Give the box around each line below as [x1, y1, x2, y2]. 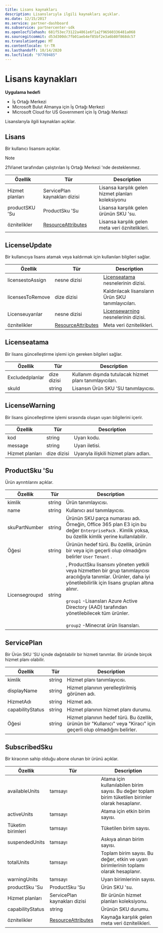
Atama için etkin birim [101, 808, 150, 814]
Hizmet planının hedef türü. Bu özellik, [66, 714, 153, 721]
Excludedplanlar [7, 374, 45, 381]
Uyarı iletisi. [74, 442, 101, 449]
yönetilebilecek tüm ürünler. [66, 610, 130, 617]
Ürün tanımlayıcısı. [66, 499, 108, 506]
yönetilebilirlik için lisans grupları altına [66, 580, 154, 586]
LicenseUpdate [5, 241, 52, 249]
